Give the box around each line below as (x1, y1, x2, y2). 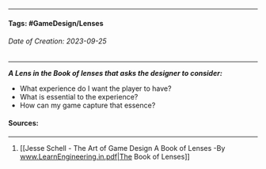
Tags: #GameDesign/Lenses (8, 18, 104, 28)
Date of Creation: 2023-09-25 (8, 36, 107, 46)
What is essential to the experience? (19, 92, 139, 101)
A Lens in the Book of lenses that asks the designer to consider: (8, 68, 223, 77)
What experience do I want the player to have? (19, 84, 172, 93)
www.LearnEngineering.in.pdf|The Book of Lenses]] (19, 152, 190, 161)
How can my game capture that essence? (19, 100, 156, 110)
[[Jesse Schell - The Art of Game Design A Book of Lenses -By (19, 144, 226, 152)
